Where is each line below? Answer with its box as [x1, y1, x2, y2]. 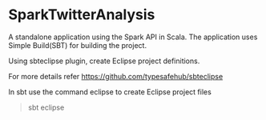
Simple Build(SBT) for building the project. [8, 40, 147, 50]
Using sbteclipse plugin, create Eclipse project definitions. [8, 56, 200, 66]
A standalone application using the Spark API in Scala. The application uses [8, 32, 258, 42]
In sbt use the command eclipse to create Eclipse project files [8, 86, 212, 97]
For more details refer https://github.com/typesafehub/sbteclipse [8, 71, 224, 81]
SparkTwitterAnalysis [8, 6, 155, 24]
